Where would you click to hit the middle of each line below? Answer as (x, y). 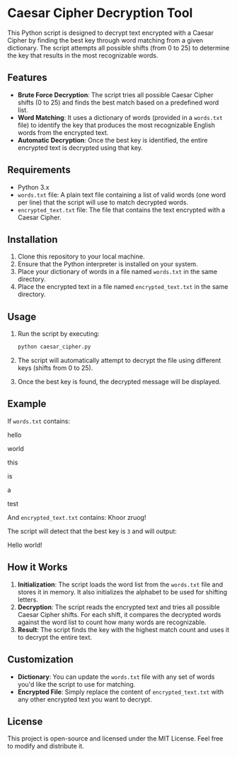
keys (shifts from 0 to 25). (55, 368)
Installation (33, 239)
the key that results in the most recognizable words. (83, 55)
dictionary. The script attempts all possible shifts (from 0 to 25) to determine (118, 48)
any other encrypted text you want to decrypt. (85, 699)
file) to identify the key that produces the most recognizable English (116, 125)
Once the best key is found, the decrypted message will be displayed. (119, 382)
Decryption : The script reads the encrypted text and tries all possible (119, 607)
